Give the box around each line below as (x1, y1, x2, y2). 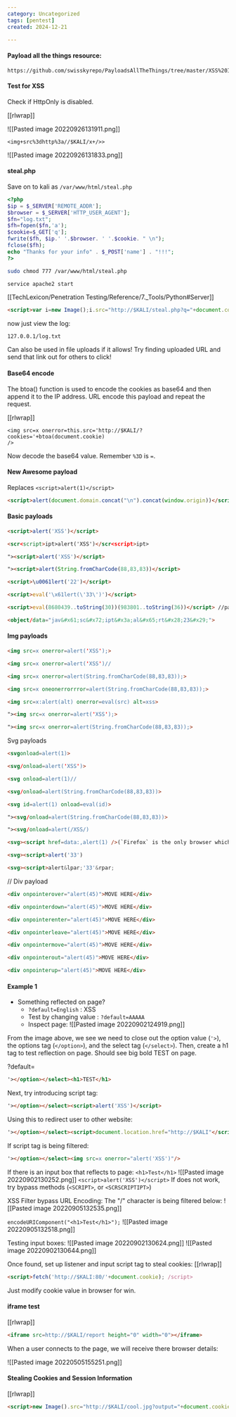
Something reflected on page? (17, 997, 105, 1007)
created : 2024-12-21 (7, 23, 68, 30)
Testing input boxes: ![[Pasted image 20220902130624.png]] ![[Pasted (7, 1238, 212, 1247)
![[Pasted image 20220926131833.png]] (7, 151, 123, 159)
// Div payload (7, 877, 48, 886)
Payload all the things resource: (7, 51, 102, 60)
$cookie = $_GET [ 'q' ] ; (7, 229, 68, 236)
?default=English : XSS (27, 1005, 96, 1014)
